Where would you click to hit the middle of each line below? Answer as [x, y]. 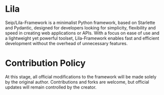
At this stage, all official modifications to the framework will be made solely [81, 76]
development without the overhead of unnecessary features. [66, 43]
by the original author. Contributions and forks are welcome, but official [77, 82]
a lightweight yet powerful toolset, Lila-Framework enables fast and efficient [82, 38]
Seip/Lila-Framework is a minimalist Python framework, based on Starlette [80, 23]
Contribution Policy [45, 63]
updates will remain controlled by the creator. [51, 87]
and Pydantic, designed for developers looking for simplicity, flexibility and [81, 27]
